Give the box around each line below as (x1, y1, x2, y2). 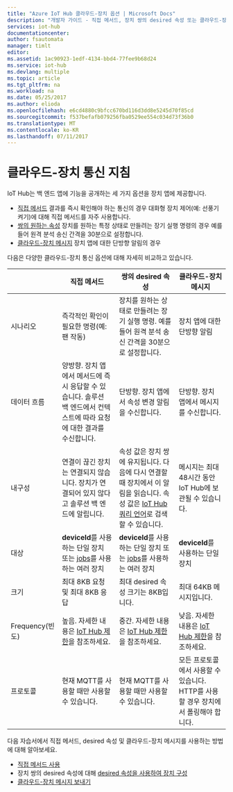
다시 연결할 (133, 468, 168, 477)
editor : (7, 49, 30, 56)
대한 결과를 (70, 423, 105, 433)
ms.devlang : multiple (7, 68, 70, 75)
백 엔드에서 (62, 402, 96, 412)
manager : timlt (7, 42, 51, 49)
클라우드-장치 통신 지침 (7, 165, 130, 181)
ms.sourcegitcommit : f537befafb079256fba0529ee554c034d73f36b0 (7, 113, 194, 120)
